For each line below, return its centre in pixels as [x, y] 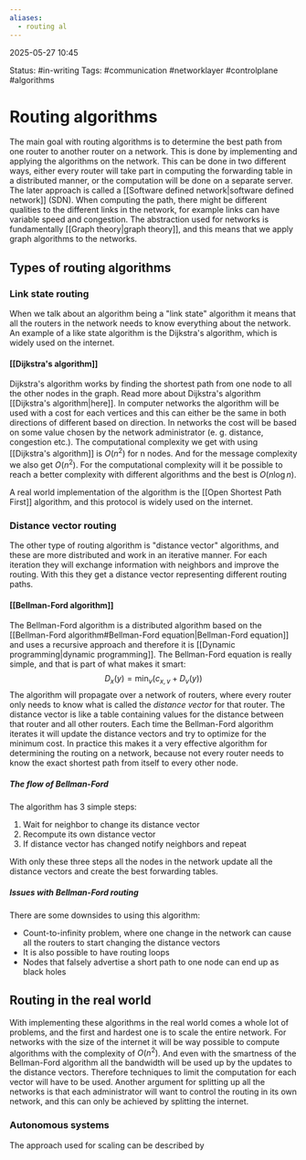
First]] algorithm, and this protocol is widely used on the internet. [132, 501]
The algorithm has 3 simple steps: [73, 807]
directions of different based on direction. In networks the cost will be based [153, 423]
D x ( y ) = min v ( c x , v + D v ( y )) [153, 680]
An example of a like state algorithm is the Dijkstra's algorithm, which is [143, 333]
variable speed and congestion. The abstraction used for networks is [139, 219]
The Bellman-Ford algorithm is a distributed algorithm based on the [136, 626]
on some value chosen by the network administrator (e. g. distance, [137, 432]
